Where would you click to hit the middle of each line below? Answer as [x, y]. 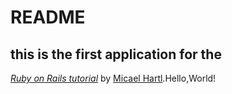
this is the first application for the [116, 54]
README [48, 17]
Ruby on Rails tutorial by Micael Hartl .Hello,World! [113, 78]
